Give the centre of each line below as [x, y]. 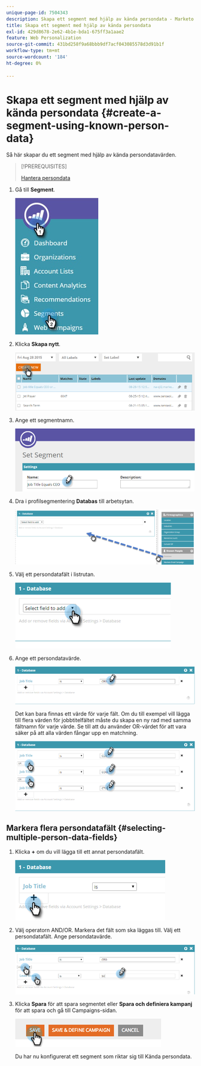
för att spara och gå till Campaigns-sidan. [66, 1010]
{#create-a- [131, 112]
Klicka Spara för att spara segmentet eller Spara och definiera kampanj [103, 1004]
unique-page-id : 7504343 [37, 13]
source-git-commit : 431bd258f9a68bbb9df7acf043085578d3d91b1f [85, 44]
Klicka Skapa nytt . [38, 344]
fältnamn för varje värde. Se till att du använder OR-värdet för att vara [100, 726]
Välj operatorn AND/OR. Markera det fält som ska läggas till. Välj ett [98, 930]
